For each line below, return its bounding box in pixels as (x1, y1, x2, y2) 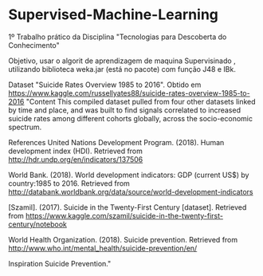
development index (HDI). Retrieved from (8, 146, 143, 156)
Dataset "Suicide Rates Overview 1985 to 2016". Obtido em (8, 80, 202, 89)
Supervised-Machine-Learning (8, 6, 219, 24)
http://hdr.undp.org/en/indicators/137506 (8, 154, 143, 164)
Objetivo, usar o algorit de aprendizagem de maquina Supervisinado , (8, 56, 237, 65)
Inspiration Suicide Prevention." (8, 258, 112, 268)
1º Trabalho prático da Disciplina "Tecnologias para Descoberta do (8, 32, 227, 41)
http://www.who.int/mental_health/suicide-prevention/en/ (8, 243, 198, 253)
